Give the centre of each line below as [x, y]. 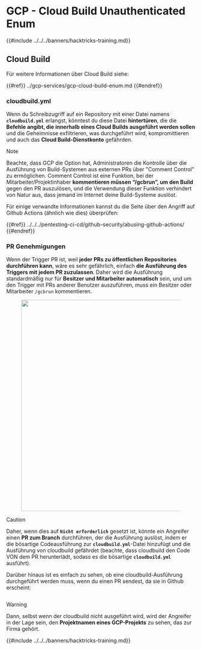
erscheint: [19, 588]
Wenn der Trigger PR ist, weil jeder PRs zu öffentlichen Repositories [91, 260]
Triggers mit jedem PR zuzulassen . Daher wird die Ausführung [85, 272]
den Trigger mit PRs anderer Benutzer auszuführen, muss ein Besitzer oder [99, 285]
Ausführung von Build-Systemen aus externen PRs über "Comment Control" [100, 169]
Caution [16, 520]
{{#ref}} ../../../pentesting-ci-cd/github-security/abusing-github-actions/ [95, 225]
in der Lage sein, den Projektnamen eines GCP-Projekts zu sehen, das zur [99, 622]
